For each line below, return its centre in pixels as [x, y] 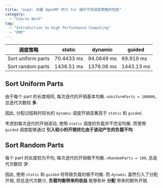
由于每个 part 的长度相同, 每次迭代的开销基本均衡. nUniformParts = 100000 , [81, 96]
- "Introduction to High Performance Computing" [60, 28]
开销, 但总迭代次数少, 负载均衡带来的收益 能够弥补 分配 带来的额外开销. [77, 180]
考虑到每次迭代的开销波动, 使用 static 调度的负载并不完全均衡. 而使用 [76, 123]
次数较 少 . [19, 164]
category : [15, 14]
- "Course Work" [26, 19]
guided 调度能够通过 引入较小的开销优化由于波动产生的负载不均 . [69, 129]
